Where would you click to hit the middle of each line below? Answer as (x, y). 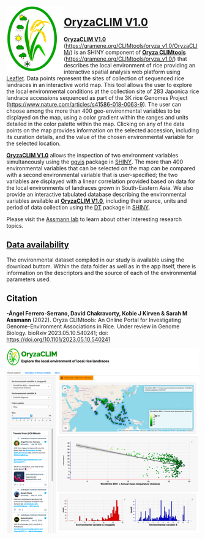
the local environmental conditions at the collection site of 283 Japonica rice (103, 91)
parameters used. (28, 279)
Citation (22, 299)
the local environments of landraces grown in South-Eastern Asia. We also (100, 187)
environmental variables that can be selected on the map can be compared (101, 168)
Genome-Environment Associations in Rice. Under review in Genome (93, 326)
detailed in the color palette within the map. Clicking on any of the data (95, 124)
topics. (15, 225)
